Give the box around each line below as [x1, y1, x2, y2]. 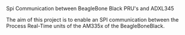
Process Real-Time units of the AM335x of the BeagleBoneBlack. [6, 23, 165, 29]
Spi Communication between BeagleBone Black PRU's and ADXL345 [6, 5, 174, 12]
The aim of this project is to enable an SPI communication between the [6, 16, 179, 23]
